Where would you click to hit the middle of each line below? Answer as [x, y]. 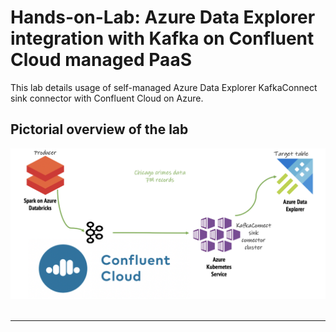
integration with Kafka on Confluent [162, 38]
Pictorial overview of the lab [99, 129]
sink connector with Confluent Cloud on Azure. [107, 98]
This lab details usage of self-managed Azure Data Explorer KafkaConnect [164, 87]
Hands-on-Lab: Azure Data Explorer [163, 17]
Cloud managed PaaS [101, 60]
